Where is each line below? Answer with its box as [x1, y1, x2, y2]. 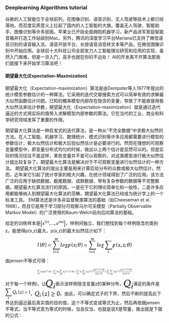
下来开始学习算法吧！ [18, 60, 63, 67]
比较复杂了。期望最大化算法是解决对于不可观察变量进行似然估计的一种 [14, 158, 159, 165]
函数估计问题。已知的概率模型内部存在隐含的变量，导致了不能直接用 [18, 97, 159, 103]
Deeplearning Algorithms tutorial [5, 4, 88, 11]
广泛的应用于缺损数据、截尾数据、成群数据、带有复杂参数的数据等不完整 [5, 178, 155, 184]
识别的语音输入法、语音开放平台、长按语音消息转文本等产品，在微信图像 [9, 41, 159, 47]
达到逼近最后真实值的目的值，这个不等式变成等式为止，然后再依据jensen [9, 299, 160, 305]
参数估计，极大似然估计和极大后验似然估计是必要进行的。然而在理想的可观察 [5, 140, 164, 146]
